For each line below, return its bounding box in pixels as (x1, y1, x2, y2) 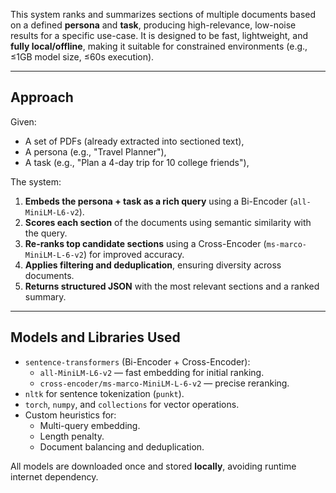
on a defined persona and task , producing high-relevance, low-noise (10, 19, 297, 31)
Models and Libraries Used (10, 329, 181, 346)
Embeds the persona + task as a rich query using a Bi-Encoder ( (24, 195, 294, 207)
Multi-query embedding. (39, 419, 141, 431)
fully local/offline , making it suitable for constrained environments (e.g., (10, 40, 308, 52)
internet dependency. (10, 470, 99, 483)
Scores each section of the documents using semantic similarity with (24, 216, 312, 228)
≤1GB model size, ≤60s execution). (10, 51, 155, 63)
